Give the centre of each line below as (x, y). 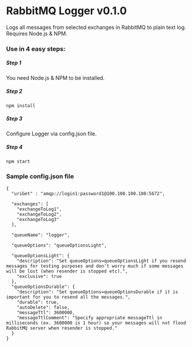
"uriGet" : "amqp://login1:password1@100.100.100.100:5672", (88, 194)
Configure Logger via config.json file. (51, 134)
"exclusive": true (39, 277)
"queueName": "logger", (40, 235)
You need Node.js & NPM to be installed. (56, 77)
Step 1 (14, 63)
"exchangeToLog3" (38, 220)
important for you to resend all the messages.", (69, 297)
